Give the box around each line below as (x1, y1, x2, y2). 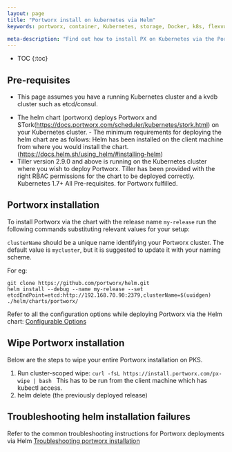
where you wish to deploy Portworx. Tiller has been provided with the (17, 165, 215, 173)
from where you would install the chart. (17, 143, 129, 151)
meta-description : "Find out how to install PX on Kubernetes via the (7, 35, 215, 42)
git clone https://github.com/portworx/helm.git (7, 279, 150, 286)
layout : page (7, 10, 45, 17)
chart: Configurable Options (7, 317, 87, 325)
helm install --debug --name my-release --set (7, 286, 144, 293)
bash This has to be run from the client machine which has (39, 376, 207, 384)
